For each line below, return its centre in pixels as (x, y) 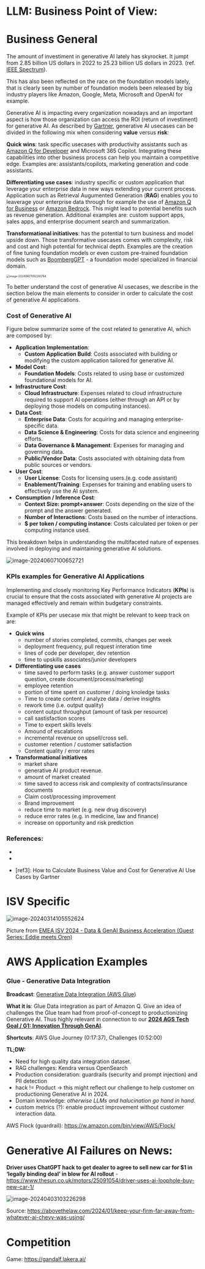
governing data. (44, 452)
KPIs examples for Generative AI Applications (76, 577)
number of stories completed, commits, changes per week (98, 639)
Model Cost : (31, 367)
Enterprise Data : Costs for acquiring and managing (89, 420)
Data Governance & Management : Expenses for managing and (104, 445)
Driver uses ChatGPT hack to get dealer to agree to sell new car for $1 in (99, 1168)
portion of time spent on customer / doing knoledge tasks (97, 692)
